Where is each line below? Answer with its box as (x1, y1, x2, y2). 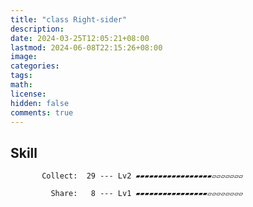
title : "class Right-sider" (10, 14, 128, 25)
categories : (10, 61, 60, 71)
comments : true (10, 107, 74, 118)
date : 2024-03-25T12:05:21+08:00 (10, 33, 150, 43)
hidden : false (10, 98, 70, 108)
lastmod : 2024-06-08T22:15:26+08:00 (10, 42, 163, 53)
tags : (10, 71, 33, 81)
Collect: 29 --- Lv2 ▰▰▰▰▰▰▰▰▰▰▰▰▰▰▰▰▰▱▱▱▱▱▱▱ (41, 171, 244, 181)
